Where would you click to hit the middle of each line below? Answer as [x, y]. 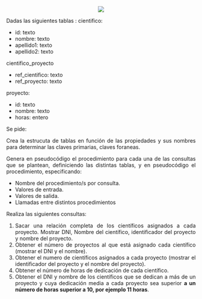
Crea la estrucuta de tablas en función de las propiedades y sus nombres [101, 140]
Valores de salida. [37, 196]
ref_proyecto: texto [38, 81]
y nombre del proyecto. [44, 238]
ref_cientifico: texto [39, 75]
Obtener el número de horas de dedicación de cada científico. [92, 270]
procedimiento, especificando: [44, 171]
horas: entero [32, 117]
